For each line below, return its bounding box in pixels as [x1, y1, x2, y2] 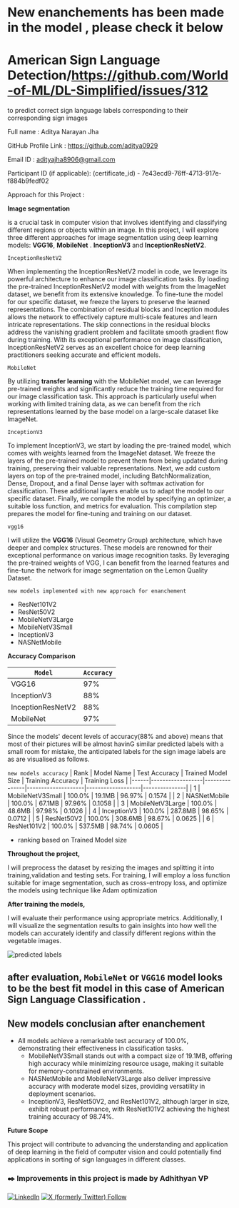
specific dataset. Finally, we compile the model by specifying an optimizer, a [7, 494, 232, 503]
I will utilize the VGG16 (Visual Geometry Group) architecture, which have [7, 536, 223, 545]
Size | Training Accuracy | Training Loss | [7, 776, 128, 785]
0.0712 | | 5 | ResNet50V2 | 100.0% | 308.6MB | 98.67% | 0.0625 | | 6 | [7, 815, 215, 823]
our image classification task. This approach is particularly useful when [7, 392, 217, 401]
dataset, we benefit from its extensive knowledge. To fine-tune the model [7, 290, 223, 298]
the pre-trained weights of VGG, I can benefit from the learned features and [7, 558, 230, 568]
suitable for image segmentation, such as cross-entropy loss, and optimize [7, 879, 227, 887]
